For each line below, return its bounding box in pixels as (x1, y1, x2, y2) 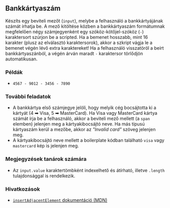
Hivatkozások (5, 185, 40, 193)
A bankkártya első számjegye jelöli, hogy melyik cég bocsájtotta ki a (12, 105, 157, 111)
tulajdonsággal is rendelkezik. (12, 173, 76, 179)
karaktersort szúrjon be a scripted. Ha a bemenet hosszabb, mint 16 (5, 34, 148, 40)
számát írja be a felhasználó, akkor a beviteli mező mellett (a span (12, 115, 150, 122)
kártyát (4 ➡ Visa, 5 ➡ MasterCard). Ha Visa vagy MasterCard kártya (12, 110, 157, 116)
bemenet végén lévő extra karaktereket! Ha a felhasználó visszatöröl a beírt (5, 45, 164, 51)
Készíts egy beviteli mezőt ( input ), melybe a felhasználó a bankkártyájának (5, 17, 163, 24)
